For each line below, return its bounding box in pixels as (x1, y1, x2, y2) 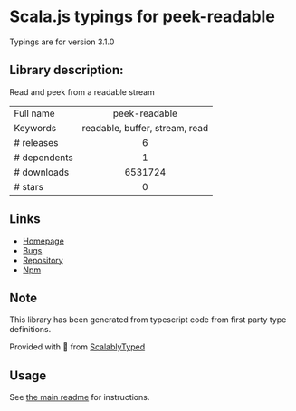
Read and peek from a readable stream (9, 86, 156, 97)
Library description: (9, 62, 124, 78)
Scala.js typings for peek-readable (9, 6, 276, 27)
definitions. (9, 324, 52, 335)
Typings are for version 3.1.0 (9, 36, 115, 47)
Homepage (22, 235, 65, 246)
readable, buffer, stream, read (81, 121, 209, 134)
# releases (14, 136, 59, 148)
